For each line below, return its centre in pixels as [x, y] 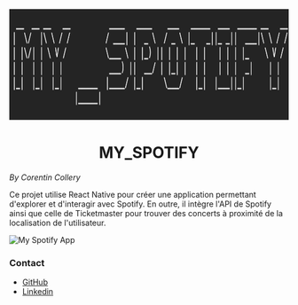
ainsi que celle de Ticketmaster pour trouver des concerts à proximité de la [146, 213]
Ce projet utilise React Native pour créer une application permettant [133, 194]
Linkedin [38, 292]
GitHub [35, 282]
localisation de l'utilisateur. [58, 223]
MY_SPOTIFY [149, 153]
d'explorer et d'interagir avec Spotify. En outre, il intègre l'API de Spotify [141, 204]
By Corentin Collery [45, 177]
